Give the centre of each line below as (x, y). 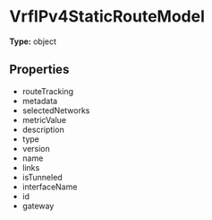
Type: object (33, 41)
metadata (40, 101)
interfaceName (50, 187)
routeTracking (48, 91)
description (43, 129)
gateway (38, 206)
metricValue (44, 119)
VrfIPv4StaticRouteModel (107, 17)
